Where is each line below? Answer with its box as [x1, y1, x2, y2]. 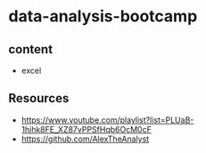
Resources [8, 91, 70, 106]
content [8, 42, 54, 57]
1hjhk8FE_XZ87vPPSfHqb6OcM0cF [21, 124, 152, 134]
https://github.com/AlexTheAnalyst [21, 133, 150, 144]
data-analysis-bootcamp [8, 6, 198, 27]
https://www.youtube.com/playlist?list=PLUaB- [21, 114, 194, 125]
